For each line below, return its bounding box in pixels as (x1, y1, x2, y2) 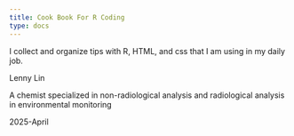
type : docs (9, 21, 50, 30)
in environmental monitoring (9, 99, 113, 109)
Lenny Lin (9, 72, 45, 83)
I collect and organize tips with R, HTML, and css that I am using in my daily (9, 45, 286, 56)
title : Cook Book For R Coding (9, 12, 125, 22)
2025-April (9, 116, 49, 127)
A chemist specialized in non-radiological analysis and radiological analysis (9, 90, 285, 100)
